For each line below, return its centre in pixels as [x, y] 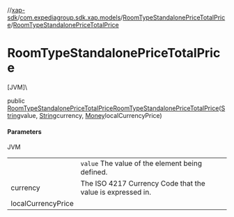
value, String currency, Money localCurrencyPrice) [91, 115]
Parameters [24, 131]
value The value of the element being [141, 163]
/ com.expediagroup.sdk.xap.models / [70, 17]
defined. [94, 172]
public [16, 100]
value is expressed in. [116, 193]
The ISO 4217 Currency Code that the [143, 184]
